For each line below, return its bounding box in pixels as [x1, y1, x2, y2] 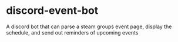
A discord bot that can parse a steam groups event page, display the [6, 23, 172, 30]
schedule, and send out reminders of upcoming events [6, 29, 139, 36]
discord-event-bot [6, 4, 99, 17]
